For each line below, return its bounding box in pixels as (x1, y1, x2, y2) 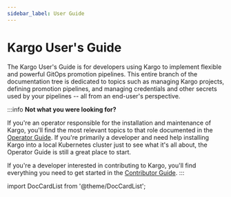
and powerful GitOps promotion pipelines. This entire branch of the (7, 70, 198, 78)
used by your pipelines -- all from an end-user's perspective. (7, 92, 181, 100)
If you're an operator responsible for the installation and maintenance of (7, 118, 212, 127)
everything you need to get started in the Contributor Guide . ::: (7, 168, 185, 176)
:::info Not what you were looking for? (7, 105, 117, 114)
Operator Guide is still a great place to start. (7, 147, 131, 156)
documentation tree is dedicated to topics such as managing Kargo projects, (7, 77, 225, 85)
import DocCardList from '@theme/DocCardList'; (7, 182, 146, 190)
